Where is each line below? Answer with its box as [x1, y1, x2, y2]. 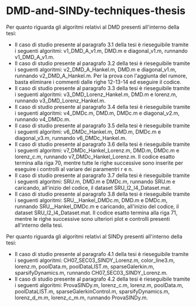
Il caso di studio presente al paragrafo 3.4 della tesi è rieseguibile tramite [14, 103, 191, 110]
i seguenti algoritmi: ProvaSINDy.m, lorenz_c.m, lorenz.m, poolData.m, [14, 281, 184, 288]
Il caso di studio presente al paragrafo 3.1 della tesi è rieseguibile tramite [14, 41, 189, 48]
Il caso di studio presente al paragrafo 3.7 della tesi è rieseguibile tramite [14, 172, 190, 179]
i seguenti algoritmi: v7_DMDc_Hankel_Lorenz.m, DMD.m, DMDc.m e [14, 146, 180, 153]
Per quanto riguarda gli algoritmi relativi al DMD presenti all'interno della [6, 23, 180, 30]
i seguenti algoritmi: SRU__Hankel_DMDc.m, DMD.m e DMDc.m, [14, 196, 168, 203]
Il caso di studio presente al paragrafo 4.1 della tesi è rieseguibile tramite [14, 250, 189, 257]
